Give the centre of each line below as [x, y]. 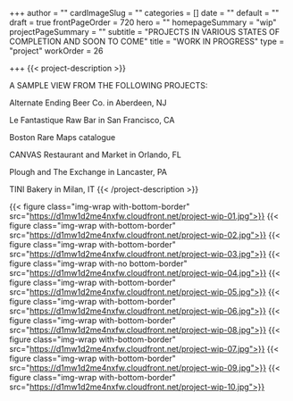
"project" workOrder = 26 [56, 51]
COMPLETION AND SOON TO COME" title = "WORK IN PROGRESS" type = [147, 41]
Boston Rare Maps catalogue [63, 137]
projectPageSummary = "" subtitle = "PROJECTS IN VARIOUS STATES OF [145, 32]
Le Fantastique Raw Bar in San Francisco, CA [92, 120]
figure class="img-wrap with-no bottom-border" [98, 263]
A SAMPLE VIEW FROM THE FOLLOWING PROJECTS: [109, 85]
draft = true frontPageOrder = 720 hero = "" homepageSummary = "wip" [143, 22]
